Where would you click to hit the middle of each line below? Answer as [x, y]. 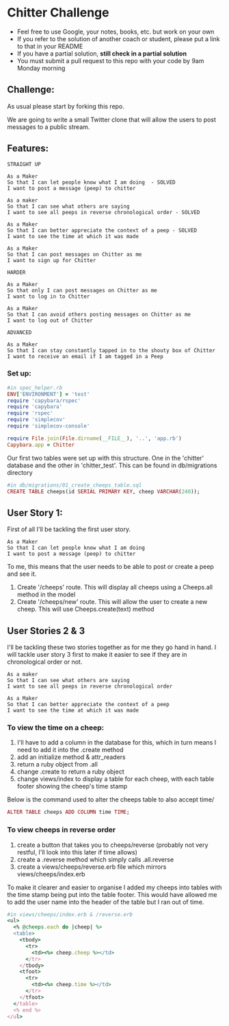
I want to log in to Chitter [49, 296]
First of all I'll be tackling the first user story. [69, 529]
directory [20, 472]
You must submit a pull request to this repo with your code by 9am [110, 60]
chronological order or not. [45, 662]
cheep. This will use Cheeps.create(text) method [86, 609]
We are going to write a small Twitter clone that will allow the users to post [112, 119]
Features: [28, 149]
